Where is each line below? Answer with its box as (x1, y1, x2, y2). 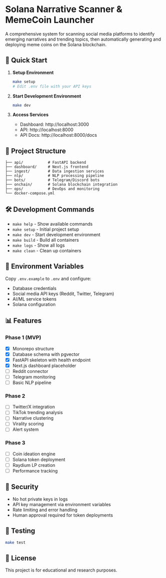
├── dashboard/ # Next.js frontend (5, 164, 89, 169)
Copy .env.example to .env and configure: (5, 275, 91, 281)
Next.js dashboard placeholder (12, 362, 77, 368)
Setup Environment (12, 69, 54, 75)
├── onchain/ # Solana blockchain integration (5, 182, 118, 187)
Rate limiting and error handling (12, 507, 78, 513)
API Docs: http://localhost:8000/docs (20, 132, 97, 138)
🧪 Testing (5, 527, 36, 535)
